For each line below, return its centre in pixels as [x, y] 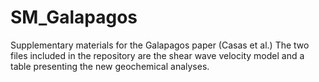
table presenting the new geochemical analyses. [110, 66]
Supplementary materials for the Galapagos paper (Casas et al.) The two [160, 45]
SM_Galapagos [74, 17]
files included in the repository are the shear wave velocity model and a [157, 55]
